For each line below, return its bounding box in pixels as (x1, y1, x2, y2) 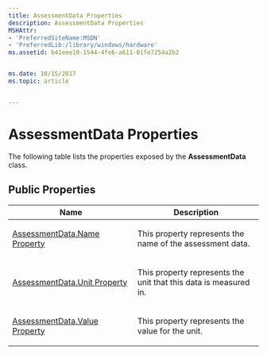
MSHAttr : (8, 26, 37, 34)
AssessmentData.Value (12, 315, 99, 326)
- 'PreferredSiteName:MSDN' (8, 33, 102, 42)
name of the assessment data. (137, 237, 250, 249)
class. (8, 160, 28, 169)
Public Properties (8, 183, 96, 197)
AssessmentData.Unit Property (12, 276, 128, 287)
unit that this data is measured (137, 276, 250, 287)
